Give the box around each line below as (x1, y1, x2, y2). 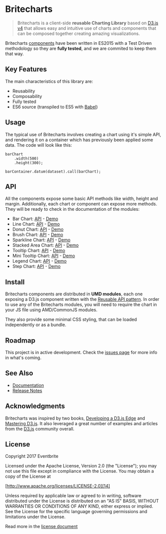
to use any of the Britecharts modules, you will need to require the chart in (5, 302, 158, 308)
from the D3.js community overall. (5, 426, 75, 432)
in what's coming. (5, 355, 42, 360)
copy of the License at (5, 473, 51, 479)
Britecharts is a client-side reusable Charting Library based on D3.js (17, 20, 159, 26)
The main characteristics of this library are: (5, 78, 93, 84)
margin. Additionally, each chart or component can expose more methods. (5, 201, 158, 207)
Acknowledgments (5, 402, 66, 411)
